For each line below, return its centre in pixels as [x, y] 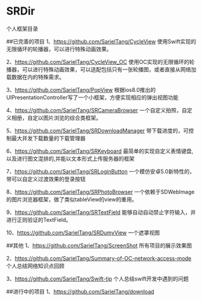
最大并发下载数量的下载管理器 [48, 138]
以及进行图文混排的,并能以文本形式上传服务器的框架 [71, 158]
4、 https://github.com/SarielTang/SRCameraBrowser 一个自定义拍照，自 [97, 110]
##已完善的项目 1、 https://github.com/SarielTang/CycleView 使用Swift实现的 [101, 41]
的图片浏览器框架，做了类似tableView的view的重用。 [72, 199]
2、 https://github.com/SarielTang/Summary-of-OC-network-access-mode [99, 258]
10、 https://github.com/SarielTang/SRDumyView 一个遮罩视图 [83, 232]
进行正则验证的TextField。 [39, 219]
